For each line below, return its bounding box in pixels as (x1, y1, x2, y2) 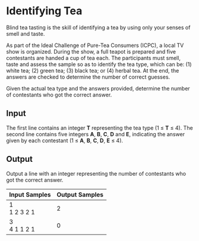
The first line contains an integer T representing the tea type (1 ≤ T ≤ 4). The (6, 124, 193, 132)
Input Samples (9, 190, 51, 199)
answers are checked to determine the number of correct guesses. (6, 73, 170, 80)
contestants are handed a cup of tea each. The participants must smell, (6, 54, 181, 61)
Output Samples (56, 190, 104, 199)
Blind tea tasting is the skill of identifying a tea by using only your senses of (6, 24, 191, 31)
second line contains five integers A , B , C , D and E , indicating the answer (6, 130, 185, 137)
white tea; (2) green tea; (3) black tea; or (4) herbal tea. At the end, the (6, 67, 179, 74)
